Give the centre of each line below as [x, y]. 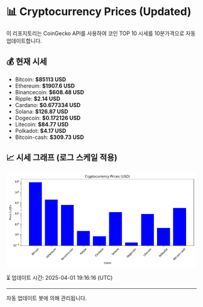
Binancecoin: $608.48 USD [50, 92]
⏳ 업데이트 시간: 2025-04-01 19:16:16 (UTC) [60, 277]
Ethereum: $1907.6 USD [45, 86]
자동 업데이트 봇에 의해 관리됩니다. [47, 298]
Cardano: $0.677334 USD [48, 105]
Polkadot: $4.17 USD [40, 131]
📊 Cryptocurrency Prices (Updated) [99, 12]
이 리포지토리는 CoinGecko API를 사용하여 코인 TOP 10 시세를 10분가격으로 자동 [101, 33]
